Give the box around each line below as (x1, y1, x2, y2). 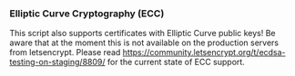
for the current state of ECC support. (107, 57, 246, 68)
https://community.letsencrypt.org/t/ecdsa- (122, 47, 286, 58)
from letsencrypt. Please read (9, 47, 121, 58)
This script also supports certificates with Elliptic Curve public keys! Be (9, 28, 276, 39)
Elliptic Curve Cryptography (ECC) (9, 7, 165, 20)
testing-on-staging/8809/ (9, 57, 107, 68)
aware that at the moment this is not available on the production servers (9, 37, 280, 48)
